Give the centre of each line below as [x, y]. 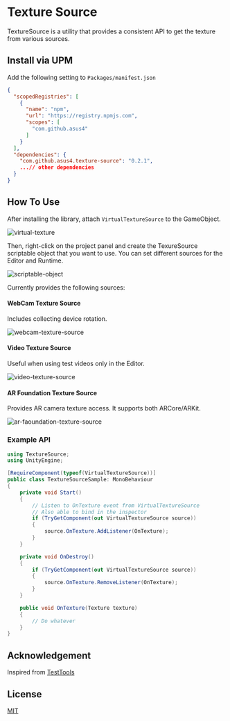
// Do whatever [54, 621]
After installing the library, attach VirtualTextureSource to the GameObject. [114, 219]
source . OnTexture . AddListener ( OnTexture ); [106, 531]
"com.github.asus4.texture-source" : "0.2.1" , [87, 161]
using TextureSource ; [38, 454]
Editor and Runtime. [35, 260]
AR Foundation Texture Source [52, 392]
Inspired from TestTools [41, 672]
